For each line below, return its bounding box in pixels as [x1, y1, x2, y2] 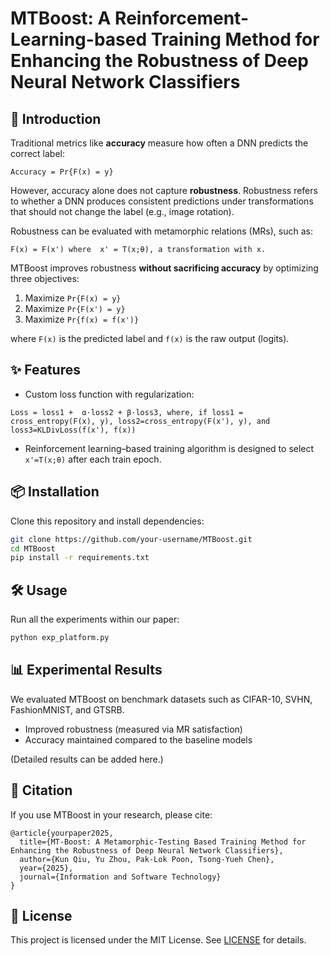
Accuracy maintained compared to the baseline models [24, 733, 253, 746]
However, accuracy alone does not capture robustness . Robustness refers [10, 185, 318, 196]
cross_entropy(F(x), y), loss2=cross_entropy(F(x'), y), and [10, 416, 271, 426]
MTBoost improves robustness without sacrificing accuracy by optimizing [10, 262, 319, 274]
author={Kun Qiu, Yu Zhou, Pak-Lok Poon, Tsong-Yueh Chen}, [19, 854, 275, 864]
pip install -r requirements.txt [10, 553, 150, 563]
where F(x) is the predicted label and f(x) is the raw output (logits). [10, 333, 290, 344]
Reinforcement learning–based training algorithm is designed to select [24, 442, 315, 454]
